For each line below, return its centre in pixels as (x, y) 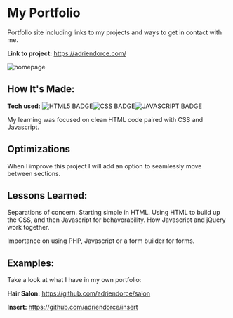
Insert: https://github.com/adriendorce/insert (73, 307)
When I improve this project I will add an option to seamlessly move (105, 166)
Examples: (31, 263)
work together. (28, 227)
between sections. (34, 173)
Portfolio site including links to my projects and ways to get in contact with (115, 32)
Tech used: (24, 106)
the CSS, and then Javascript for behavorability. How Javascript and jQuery (116, 220)
